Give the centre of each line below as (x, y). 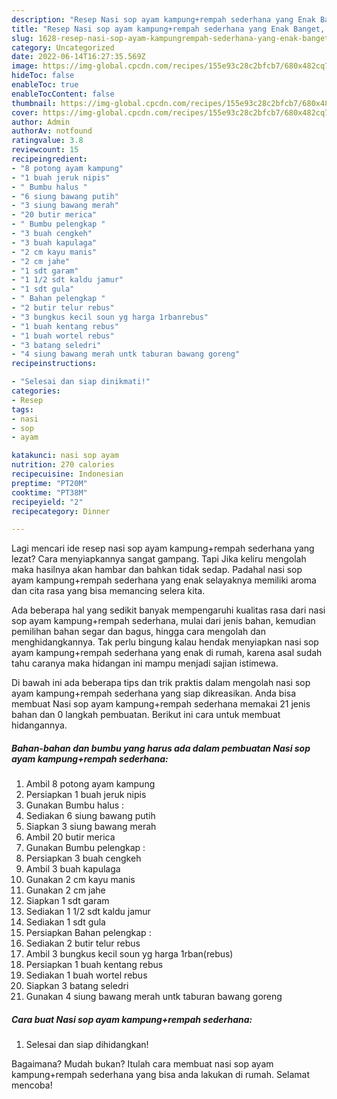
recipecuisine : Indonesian (67, 474)
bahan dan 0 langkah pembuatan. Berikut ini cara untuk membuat (146, 715)
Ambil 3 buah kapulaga (73, 869)
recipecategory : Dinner (61, 511)
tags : (22, 409)
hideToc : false (43, 76)
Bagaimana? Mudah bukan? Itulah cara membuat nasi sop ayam (142, 1064)
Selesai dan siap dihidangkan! (87, 1045)
